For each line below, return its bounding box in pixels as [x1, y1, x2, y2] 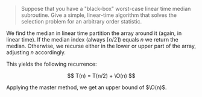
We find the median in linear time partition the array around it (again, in [6, 30, 182, 37]
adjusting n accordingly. [6, 49, 66, 56]
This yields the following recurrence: [6, 60, 98, 67]
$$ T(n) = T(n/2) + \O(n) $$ [67, 72, 136, 79]
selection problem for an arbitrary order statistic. [21, 18, 142, 25]
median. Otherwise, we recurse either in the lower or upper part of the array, [6, 42, 196, 49]
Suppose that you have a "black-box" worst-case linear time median [21, 5, 191, 12]
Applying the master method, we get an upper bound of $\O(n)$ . [6, 84, 167, 91]
